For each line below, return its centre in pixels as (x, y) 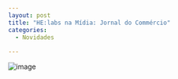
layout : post (30, 15)
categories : (28, 30)
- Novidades (35, 37)
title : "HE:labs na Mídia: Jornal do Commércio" (89, 23)
